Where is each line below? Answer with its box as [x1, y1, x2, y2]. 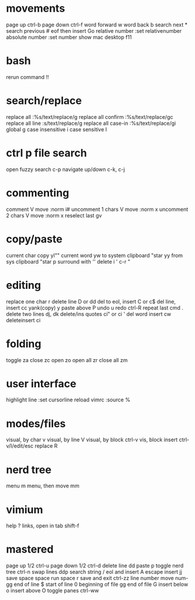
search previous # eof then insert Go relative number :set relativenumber [6, 27, 182, 34]
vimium [6, 503, 43, 516]
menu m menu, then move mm [6, 482, 80, 489]
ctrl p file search [6, 146, 87, 159]
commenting [6, 186, 69, 199]
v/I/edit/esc [6, 442, 34, 449]
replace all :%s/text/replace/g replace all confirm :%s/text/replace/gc [6, 113, 173, 120]
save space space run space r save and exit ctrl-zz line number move [6, 575, 175, 582]
